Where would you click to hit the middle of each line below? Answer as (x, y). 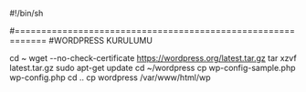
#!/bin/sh (26, 13)
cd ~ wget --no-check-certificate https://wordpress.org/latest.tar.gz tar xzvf (153, 58)
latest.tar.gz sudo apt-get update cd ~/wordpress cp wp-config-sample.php (153, 68)
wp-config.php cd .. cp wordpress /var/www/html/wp (110, 77)
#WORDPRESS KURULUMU (101, 41)
